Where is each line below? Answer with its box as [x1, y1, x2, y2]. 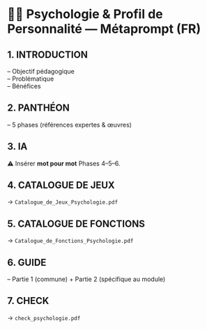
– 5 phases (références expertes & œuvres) [7, 120, 132, 129]
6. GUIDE [7, 257, 47, 268]
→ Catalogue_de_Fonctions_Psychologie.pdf [7, 236, 134, 245]
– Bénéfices [7, 82, 41, 90]
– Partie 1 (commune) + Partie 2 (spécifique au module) [7, 275, 166, 284]
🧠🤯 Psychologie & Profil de [7, 6, 163, 22]
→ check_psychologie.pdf [7, 313, 81, 322]
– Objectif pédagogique [7, 67, 75, 75]
